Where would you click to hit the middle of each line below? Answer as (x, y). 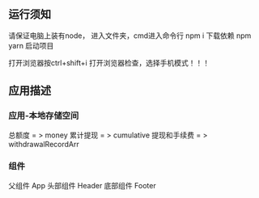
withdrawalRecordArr (44, 144)
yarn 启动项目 (31, 45)
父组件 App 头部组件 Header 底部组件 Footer (82, 185)
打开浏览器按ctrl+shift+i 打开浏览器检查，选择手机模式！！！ (109, 62)
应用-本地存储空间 (44, 116)
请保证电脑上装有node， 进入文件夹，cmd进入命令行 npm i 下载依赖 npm (130, 36)
